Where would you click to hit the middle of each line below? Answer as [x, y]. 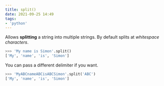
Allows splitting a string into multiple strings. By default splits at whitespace [82, 37]
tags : [11, 19]
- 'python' [16, 23]
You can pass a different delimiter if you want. [52, 65]
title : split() [21, 10]
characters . [17, 43]
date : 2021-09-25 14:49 [30, 14]
